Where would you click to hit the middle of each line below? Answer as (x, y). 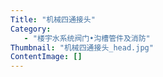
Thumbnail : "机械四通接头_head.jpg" (82, 47)
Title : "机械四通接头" (53, 19)
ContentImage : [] (46, 57)
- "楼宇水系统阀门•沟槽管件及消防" (87, 38)
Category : (31, 29)
